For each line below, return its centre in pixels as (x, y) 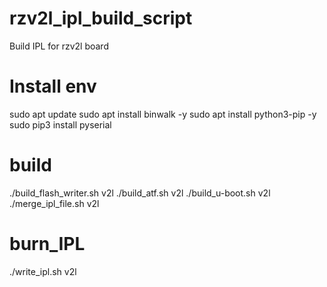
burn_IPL (47, 244)
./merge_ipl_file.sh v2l (54, 203)
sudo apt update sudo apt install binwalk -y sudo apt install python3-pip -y (163, 114)
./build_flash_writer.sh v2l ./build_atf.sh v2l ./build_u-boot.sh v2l (140, 193)
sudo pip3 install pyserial (60, 124)
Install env (53, 86)
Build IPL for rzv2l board (59, 46)
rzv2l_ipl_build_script (101, 18)
